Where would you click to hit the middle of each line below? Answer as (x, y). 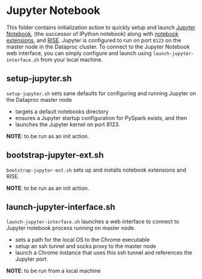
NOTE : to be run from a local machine (54, 271)
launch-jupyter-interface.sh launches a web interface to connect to (93, 221)
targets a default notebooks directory (62, 111)
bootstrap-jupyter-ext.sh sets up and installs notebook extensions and (96, 170)
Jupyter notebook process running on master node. (71, 228)
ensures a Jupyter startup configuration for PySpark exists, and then (101, 118)
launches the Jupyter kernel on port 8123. (68, 124)
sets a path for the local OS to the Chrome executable (82, 240)
